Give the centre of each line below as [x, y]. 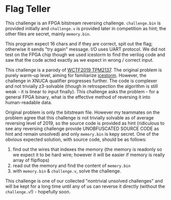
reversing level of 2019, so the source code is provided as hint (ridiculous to [85, 123]
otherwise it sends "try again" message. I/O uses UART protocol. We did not [86, 49]
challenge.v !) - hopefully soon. [38, 191]
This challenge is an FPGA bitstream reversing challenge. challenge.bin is [83, 23]
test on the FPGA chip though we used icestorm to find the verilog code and [85, 55]
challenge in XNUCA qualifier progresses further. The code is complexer [81, 81]
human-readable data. [29, 102]
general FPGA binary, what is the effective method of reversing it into [78, 97]
